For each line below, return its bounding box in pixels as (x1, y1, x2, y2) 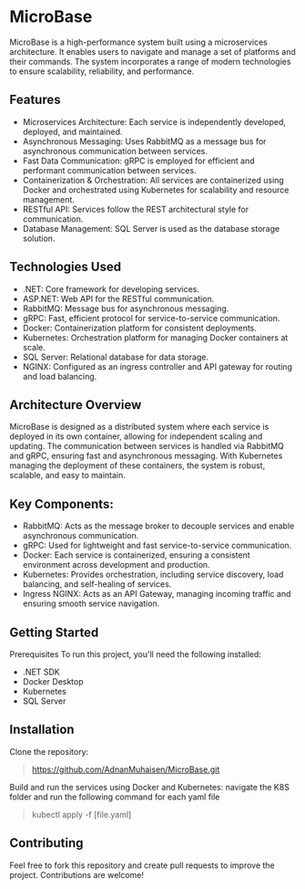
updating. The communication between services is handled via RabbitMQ (9, 441, 285, 452)
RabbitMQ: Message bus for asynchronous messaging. (22, 303, 229, 314)
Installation (9, 722, 75, 737)
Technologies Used (9, 259, 121, 275)
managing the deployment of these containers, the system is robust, (9, 460, 266, 471)
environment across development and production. (22, 560, 211, 570)
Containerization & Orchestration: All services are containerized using (22, 174, 284, 185)
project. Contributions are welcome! (9, 869, 144, 880)
